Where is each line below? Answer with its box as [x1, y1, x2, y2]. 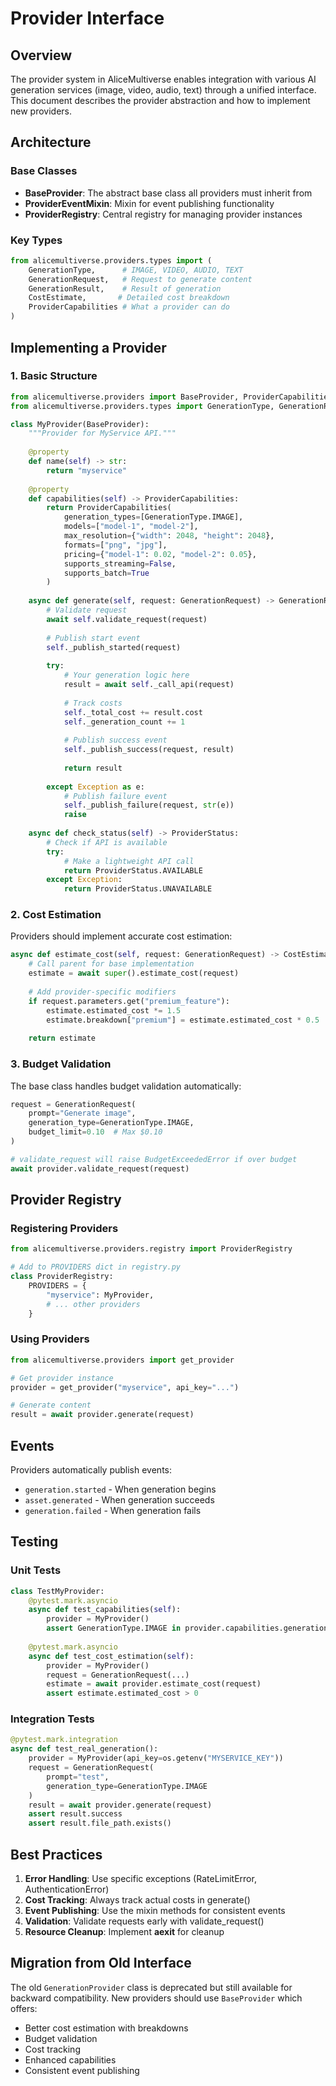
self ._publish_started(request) [46, 642, 182, 652]
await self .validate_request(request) [46, 614, 208, 624]
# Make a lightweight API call [63, 856, 195, 866]
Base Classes [10, 164, 78, 178]
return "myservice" [46, 465, 128, 476]
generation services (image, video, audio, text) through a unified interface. [10, 84, 317, 96]
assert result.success [28, 1809, 123, 1819]
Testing [10, 1533, 59, 1551]
